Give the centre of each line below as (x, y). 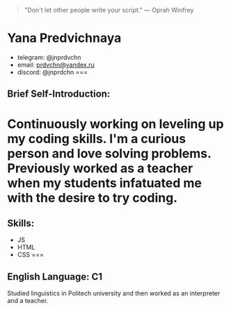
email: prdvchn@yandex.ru (56, 65)
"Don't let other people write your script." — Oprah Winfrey (109, 10)
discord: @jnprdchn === (53, 72)
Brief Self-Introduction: (59, 94)
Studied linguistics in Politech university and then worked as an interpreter (114, 293)
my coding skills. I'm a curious (97, 139)
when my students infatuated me (105, 183)
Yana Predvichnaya (64, 38)
